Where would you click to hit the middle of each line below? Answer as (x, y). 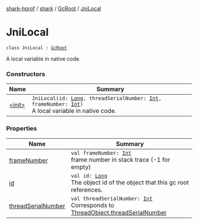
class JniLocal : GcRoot (37, 48)
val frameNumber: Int (101, 153)
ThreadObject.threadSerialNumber (118, 212)
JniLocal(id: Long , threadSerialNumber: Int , (97, 98)
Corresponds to (93, 205)
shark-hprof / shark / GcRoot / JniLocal (54, 9)
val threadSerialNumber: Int (111, 198)
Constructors (26, 74)
